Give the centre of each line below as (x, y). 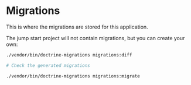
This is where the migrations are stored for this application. (77, 27)
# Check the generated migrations (48, 65)
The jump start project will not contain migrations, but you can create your (95, 38)
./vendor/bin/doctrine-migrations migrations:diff (69, 55)
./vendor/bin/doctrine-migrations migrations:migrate (73, 76)
